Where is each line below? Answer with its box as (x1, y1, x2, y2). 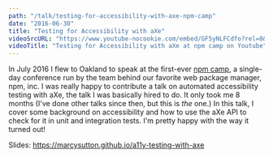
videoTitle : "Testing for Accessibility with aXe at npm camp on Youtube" (8, 42, 267, 50)
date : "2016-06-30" (8, 19, 75, 28)
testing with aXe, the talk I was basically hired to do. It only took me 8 (8, 90, 240, 100)
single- (239, 64, 262, 74)
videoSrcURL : (8, 34, 53, 43)
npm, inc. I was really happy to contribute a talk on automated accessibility (8, 82, 258, 92)
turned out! (8, 125, 46, 135)
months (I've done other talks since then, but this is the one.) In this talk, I (8, 99, 254, 109)
